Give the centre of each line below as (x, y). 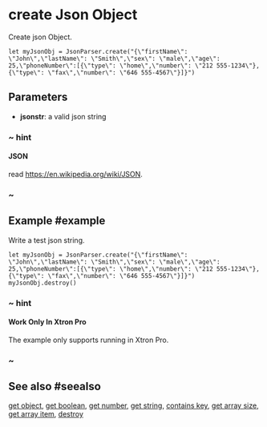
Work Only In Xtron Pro (47, 322)
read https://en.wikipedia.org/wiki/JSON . (75, 174)
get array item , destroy (46, 414)
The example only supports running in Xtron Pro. (89, 340)
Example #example (57, 221)
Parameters (38, 97)
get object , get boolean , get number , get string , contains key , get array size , (133, 405)
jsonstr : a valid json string (63, 116)
